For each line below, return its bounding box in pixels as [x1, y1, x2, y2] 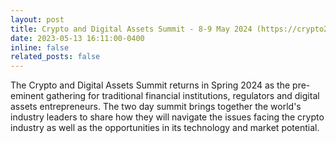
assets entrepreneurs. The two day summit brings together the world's [10, 101, 302, 113]
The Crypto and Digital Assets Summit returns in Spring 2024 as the [10, 79, 291, 91]
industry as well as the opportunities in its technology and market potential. [10, 122, 320, 134]
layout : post [10, 14, 65, 25]
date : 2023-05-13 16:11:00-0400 [10, 33, 145, 43]
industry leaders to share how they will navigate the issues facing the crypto [10, 111, 325, 123]
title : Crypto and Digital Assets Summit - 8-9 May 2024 [10, 24, 253, 34]
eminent [10, 90, 45, 102]
